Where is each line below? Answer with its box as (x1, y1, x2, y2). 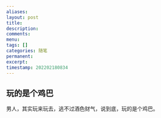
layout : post (6, 14, 39, 20)
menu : (6, 37, 20, 43)
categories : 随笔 (6, 48, 48, 54)
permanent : (6, 53, 34, 59)
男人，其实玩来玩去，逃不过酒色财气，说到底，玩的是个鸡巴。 (6, 105, 159, 113)
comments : (6, 31, 31, 37)
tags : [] (6, 43, 28, 49)
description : (6, 25, 39, 32)
